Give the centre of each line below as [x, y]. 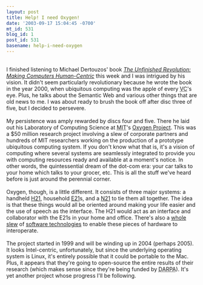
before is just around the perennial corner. [59, 179]
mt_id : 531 [20, 29]
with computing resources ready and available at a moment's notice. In [95, 159]
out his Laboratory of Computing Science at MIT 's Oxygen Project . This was [101, 127]
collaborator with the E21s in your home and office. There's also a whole [96, 217]
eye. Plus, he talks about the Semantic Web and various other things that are [102, 95]
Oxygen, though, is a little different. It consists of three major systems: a [96, 192]
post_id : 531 [23, 40]
